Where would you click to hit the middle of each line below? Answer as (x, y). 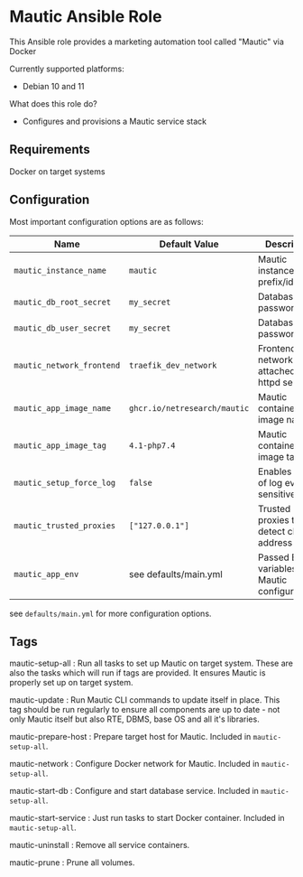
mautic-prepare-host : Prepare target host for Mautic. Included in (130, 737)
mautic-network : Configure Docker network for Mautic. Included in (134, 764)
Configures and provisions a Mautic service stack (115, 121)
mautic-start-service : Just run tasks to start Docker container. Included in (147, 818)
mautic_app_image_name (62, 408)
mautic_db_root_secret (62, 302)
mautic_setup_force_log (65, 482)
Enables (275, 471)
